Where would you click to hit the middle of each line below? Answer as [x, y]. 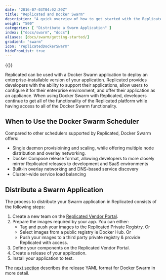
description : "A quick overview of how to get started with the [73, 19]
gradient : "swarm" [24, 42]
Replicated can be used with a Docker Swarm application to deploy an [77, 74]
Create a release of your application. [49, 253]
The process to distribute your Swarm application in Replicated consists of [81, 202]
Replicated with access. [44, 243]
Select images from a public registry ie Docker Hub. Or [75, 232]
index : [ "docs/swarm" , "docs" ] [37, 33]
